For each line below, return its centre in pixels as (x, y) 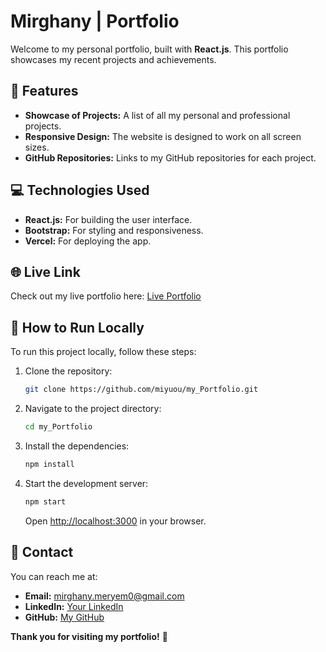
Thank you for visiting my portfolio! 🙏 (89, 636)
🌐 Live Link (45, 271)
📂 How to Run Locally (77, 327)
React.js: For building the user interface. (108, 219)
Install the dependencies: (77, 446)
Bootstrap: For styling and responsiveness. (114, 230)
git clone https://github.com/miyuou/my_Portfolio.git (141, 390)
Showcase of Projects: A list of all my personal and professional (157, 115)
